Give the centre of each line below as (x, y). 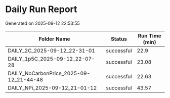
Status (119, 39)
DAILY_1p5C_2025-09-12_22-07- (51, 59)
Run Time (150, 35)
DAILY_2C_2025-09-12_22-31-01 (51, 51)
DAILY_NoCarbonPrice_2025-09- (49, 73)
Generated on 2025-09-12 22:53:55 (42, 23)
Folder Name (54, 39)
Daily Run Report (41, 9)
